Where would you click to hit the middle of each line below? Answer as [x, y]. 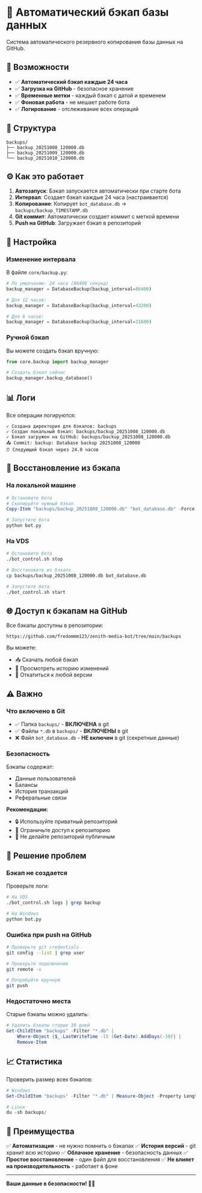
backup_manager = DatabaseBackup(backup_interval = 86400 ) [79, 289]
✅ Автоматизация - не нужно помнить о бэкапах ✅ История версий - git [101, 1146]
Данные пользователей [45, 778]
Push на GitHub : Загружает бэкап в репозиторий [78, 223]
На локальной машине [41, 485]
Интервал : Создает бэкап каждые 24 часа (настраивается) [92, 197]
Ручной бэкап [28, 337]
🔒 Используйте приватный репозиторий [66, 822]
